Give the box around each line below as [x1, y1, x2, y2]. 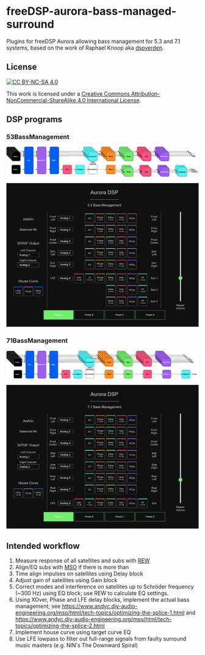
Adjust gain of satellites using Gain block [15, 577, 118, 584]
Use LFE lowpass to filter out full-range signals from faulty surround [15, 635, 187, 643]
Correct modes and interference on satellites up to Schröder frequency [15, 583, 194, 591]
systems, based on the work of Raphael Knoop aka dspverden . [6, 44, 164, 51]
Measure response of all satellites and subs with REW [15, 557, 150, 564]
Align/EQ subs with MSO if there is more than [15, 564, 129, 571]
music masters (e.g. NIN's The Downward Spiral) [15, 642, 138, 649]
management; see [15, 602, 61, 610]
